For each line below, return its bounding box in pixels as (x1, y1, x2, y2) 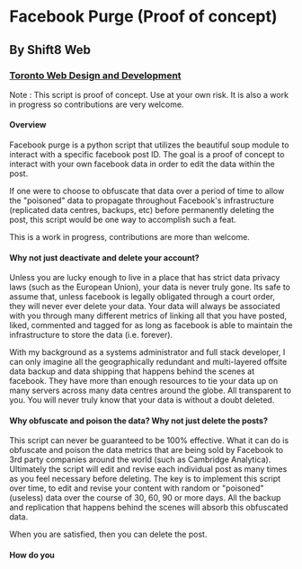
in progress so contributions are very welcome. (9, 99, 184, 110)
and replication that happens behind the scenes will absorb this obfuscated (9, 502, 289, 513)
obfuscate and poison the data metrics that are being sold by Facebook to (9, 445, 284, 456)
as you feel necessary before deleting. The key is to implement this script (9, 474, 281, 485)
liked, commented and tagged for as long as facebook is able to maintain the (9, 320, 293, 331)
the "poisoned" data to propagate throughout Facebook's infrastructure (9, 195, 274, 206)
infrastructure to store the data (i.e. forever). (9, 330, 173, 341)
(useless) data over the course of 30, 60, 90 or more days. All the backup (9, 493, 281, 503)
